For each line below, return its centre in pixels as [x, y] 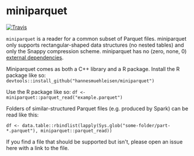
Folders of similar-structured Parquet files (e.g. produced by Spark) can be [97, 108]
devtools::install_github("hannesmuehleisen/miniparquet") [80, 81]
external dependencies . [35, 57]
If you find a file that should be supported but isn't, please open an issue [95, 142]
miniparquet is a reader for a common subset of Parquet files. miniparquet [96, 38]
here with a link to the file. [38, 148]
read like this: [22, 115]
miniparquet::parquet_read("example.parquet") [64, 97]
